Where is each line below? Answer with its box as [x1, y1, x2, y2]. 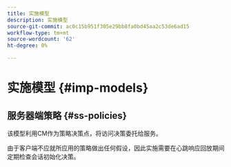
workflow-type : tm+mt [7, 29, 70, 37]
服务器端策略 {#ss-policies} [7, 110, 128, 121]
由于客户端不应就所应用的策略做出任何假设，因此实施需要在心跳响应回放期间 [7, 144, 225, 152]
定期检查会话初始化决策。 [7, 153, 80, 161]
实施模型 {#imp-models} [7, 80, 149, 96]
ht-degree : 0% [7, 42, 48, 49]
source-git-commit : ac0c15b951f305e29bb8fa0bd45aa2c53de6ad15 [7, 23, 190, 30]
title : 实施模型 [7, 10, 50, 17]
